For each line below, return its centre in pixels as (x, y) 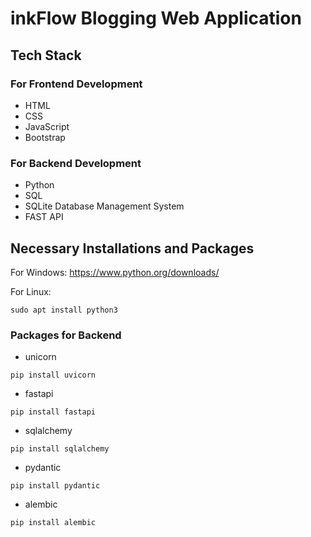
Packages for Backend (66, 335)
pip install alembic (53, 523)
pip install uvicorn (53, 375)
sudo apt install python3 (64, 310)
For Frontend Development (76, 84)
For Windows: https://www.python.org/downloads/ (115, 272)
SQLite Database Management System (104, 206)
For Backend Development (76, 163)
